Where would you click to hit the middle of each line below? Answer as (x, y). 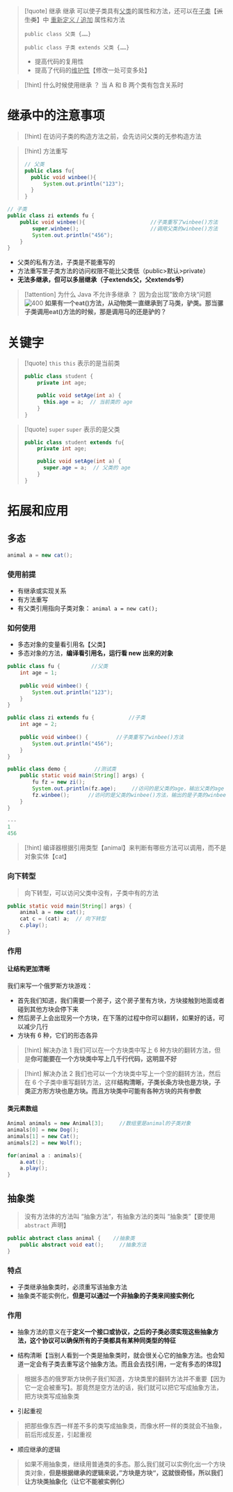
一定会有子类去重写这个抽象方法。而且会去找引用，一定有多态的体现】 (124, 1364)
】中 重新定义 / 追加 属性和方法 (81, 20)
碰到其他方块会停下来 (48, 1009)
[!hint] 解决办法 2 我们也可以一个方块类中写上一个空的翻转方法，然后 (122, 1074)
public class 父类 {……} (58, 34)
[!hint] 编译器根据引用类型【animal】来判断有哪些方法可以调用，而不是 (125, 848)
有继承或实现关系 (42, 591)
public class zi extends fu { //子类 (77, 718)
